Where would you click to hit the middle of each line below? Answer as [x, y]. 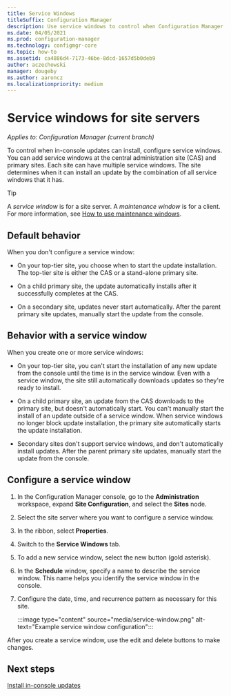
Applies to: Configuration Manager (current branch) [81, 137]
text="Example [38, 626]
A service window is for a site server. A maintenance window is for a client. [114, 207]
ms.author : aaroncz [35, 78]
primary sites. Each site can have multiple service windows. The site [104, 165]
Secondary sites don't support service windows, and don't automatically [120, 443]
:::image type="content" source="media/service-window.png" [106, 619]
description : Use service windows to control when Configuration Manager [115, 26]
